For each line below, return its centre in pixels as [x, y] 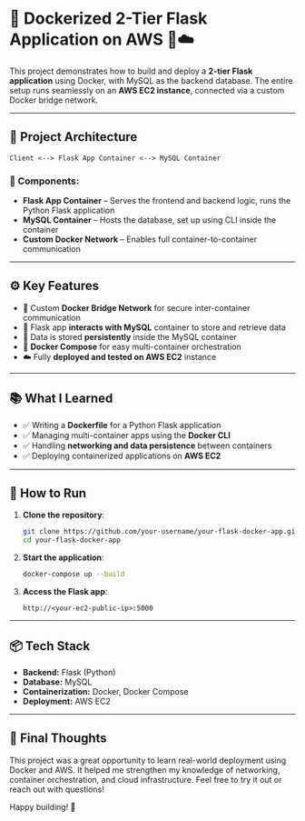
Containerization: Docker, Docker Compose [105, 691]
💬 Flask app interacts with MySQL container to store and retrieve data [154, 327]
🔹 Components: [44, 181]
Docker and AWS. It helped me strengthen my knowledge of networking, [145, 770]
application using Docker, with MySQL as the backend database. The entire [151, 80]
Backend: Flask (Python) [69, 672]
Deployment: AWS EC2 [66, 701]
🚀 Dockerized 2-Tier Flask [108, 19]
